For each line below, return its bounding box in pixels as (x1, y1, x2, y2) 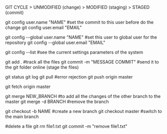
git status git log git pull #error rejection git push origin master (5, 74, 133, 79)
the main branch (5, 113, 39, 119)
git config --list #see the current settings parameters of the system (5, 49, 143, 55)
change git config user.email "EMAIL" (5, 24, 82, 30)
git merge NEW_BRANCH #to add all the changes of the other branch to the (5, 93, 161, 99)
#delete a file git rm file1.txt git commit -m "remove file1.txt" (5, 123, 127, 129)
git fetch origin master (5, 83, 51, 89)
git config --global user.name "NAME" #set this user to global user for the (5, 34, 157, 40)
